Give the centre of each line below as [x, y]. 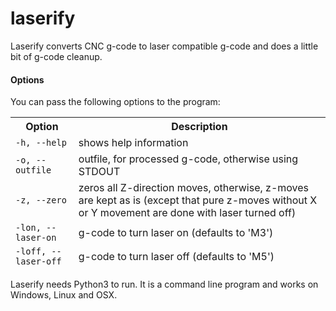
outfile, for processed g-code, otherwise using [188, 159]
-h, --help [41, 143]
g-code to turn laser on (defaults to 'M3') [176, 233]
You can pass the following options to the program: [115, 102]
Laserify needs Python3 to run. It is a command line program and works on [164, 284]
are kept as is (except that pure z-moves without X [198, 200]
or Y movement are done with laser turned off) [187, 213]
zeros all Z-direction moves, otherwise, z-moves [194, 188]
